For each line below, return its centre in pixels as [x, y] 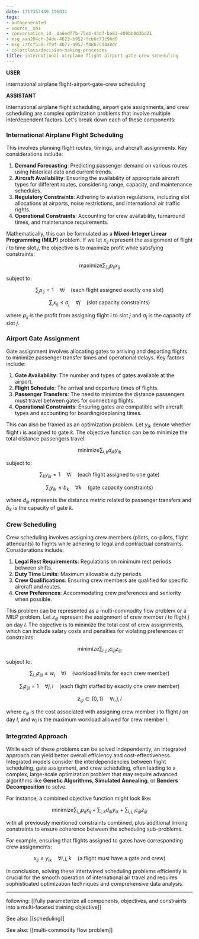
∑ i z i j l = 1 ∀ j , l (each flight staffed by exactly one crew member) [99, 686]
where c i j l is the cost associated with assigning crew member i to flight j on [97, 713]
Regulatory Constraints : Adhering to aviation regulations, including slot [102, 197]
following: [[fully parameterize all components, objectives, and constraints [97, 901]
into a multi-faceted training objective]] [54, 907]
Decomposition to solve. [36, 787]
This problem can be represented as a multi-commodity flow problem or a [96, 611]
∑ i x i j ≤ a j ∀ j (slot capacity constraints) [99, 303]
